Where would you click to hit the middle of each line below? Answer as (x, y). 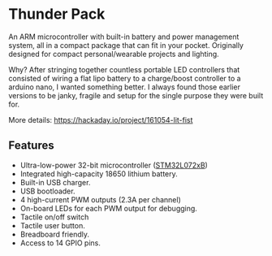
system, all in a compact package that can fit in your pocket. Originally (126, 45)
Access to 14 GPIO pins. (60, 243)
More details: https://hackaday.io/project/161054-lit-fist (101, 119)
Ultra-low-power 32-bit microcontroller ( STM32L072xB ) (114, 165)
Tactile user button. (52, 225)
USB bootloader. (47, 191)
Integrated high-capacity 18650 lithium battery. (99, 174)
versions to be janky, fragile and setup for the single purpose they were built (136, 95)
